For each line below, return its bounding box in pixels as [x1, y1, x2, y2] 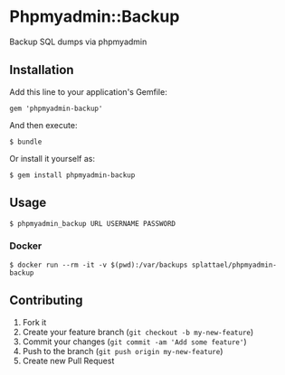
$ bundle [9, 137, 43, 146]
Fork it [22, 316, 47, 327]
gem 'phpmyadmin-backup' [9, 104, 103, 113]
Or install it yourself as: [9, 153, 95, 164]
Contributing [9, 293, 83, 308]
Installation [9, 62, 74, 78]
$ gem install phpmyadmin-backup [9, 170, 136, 180]
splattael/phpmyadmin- [191, 260, 278, 269]
